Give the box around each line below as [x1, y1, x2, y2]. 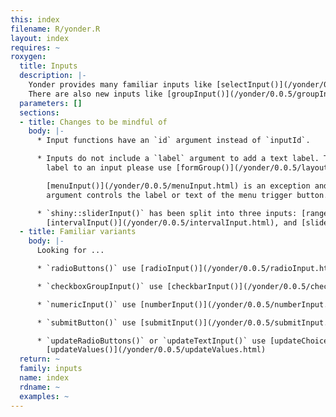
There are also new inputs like [28, 89, 163, 99]
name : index [19, 373, 70, 383]
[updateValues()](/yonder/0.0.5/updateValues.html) [46, 345, 267, 355]
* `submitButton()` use [36, 317, 137, 328]
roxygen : [10, 52, 47, 62]
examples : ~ [19, 391, 70, 401]
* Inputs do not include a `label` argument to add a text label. [36, 154, 320, 164]
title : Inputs [19, 61, 78, 71]
